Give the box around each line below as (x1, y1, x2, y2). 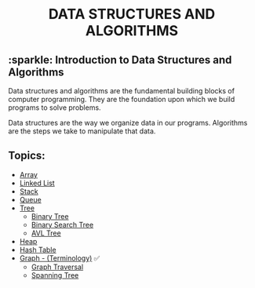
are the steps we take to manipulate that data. (8, 126, 156, 136)
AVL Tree (31, 228, 61, 238)
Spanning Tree (31, 270, 79, 279)
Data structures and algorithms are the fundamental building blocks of (8, 86, 235, 95)
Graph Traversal (31, 262, 84, 272)
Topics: (8, 149, 46, 162)
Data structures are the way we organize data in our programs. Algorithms (8, 118, 248, 127)
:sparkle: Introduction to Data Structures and (8, 53, 232, 67)
